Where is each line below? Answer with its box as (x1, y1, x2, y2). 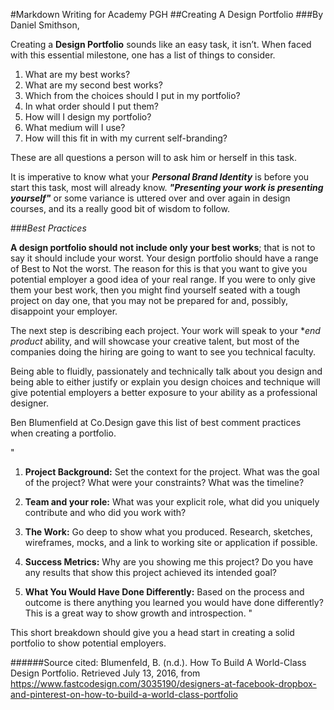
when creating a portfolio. (10, 427, 117, 439)
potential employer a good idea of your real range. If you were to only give (10, 274, 316, 285)
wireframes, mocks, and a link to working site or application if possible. (24, 537, 318, 548)
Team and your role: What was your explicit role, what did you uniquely (24, 496, 320, 508)
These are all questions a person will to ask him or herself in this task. (10, 152, 297, 163)
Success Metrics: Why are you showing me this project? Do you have (24, 556, 314, 568)
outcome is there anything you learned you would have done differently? (24, 597, 324, 608)
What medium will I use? (24, 122, 126, 133)
